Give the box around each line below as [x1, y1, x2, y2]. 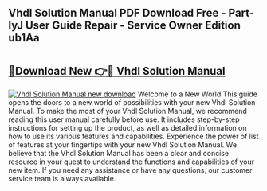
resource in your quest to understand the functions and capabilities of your [8, 157, 255, 166]
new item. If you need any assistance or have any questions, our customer [8, 166, 253, 174]
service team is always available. [8, 174, 116, 183]
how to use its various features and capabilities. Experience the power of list [8, 131, 259, 141]
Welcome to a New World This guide [138, 89, 257, 99]
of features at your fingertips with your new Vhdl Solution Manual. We [8, 140, 238, 150]
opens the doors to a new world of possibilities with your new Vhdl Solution [8, 98, 256, 107]
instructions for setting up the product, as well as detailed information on [8, 123, 247, 132]
